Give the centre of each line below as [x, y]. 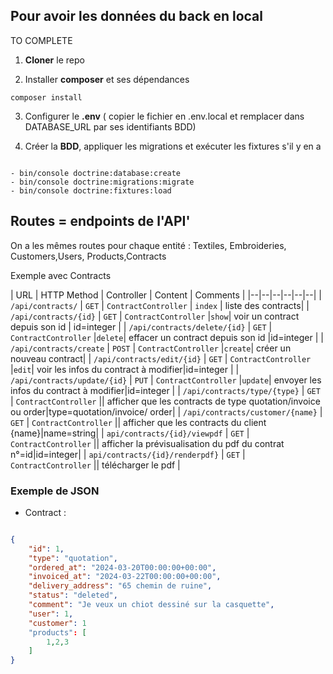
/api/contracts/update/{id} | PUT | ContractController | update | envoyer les [166, 380]
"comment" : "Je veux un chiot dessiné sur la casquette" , [151, 605]
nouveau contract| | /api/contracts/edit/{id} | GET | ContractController [161, 358]
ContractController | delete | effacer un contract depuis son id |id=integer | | [167, 337]
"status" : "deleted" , [73, 595]
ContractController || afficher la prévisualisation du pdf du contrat [147, 443]
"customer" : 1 [57, 623]
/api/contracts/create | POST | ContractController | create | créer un [151, 348]
